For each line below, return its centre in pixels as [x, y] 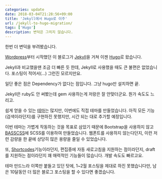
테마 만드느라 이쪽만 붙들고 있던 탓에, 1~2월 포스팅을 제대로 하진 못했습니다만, [78, 166]
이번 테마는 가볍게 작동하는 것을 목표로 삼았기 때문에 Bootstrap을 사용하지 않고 [79, 127]
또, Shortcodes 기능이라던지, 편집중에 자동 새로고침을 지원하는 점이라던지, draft [80, 149]
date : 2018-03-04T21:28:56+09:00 [39, 14]
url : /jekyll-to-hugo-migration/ [39, 23]
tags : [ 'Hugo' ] [20, 28]
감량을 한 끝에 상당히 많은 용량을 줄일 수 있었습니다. [58, 139]
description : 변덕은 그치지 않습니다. [39, 32]
